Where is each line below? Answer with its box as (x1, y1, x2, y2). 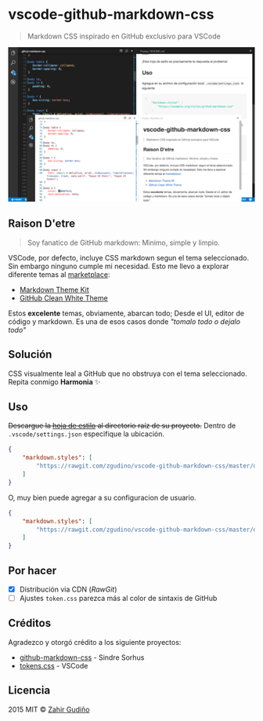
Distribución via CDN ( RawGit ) (19, 584, 117, 594)
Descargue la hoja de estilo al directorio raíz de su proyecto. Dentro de (8, 421, 236, 431)
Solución (8, 348, 52, 362)
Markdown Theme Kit (19, 285, 89, 294)
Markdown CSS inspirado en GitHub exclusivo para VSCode (27, 31, 221, 41)
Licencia (8, 684, 51, 697)
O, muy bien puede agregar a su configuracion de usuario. (8, 493, 197, 502)
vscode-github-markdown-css (8, 5, 214, 24)
